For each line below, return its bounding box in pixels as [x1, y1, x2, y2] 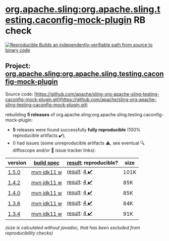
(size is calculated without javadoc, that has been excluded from [5, 224, 140, 230]
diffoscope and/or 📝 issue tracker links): [12, 147, 96, 153]
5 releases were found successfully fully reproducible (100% [12, 126, 141, 132]
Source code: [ [5, 91, 36, 97]
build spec [33, 159, 60, 166]
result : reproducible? [67, 159, 119, 166]
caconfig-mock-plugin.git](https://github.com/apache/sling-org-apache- [5, 96, 157, 102]
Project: [5, 62, 31, 70]
